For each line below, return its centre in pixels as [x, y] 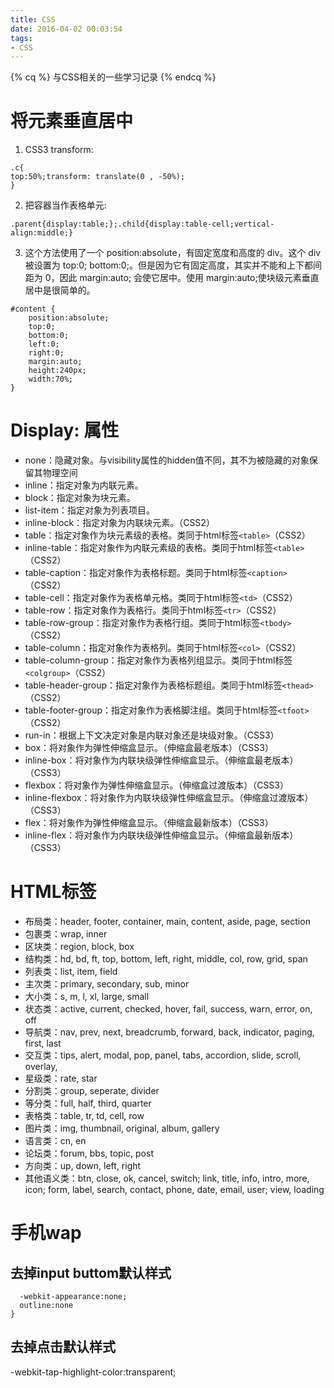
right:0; [46, 353]
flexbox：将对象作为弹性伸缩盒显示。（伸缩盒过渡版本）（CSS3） [156, 785]
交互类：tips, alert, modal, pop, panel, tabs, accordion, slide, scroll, [163, 1055]
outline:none [46, 1306]
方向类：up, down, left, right [83, 1166]
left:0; [44, 344]
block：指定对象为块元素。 [80, 498]
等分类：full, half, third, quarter [88, 1103]
